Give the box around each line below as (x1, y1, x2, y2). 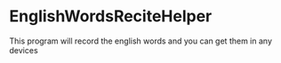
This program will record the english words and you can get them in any (9, 35, 273, 46)
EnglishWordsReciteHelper (9, 6, 213, 27)
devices (9, 44, 38, 55)
